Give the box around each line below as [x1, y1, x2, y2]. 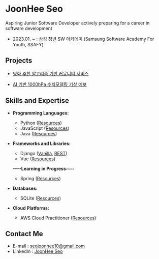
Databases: [12, 185, 38, 191]
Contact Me [5, 229, 43, 238]
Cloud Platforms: [12, 205, 50, 211]
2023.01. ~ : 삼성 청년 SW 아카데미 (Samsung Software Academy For [12, 36, 154, 42]
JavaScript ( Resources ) [20, 125, 70, 131]
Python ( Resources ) [20, 120, 62, 126]
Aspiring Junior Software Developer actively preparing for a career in [5, 20, 150, 26]
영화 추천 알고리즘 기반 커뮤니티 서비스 [12, 70, 89, 76]
